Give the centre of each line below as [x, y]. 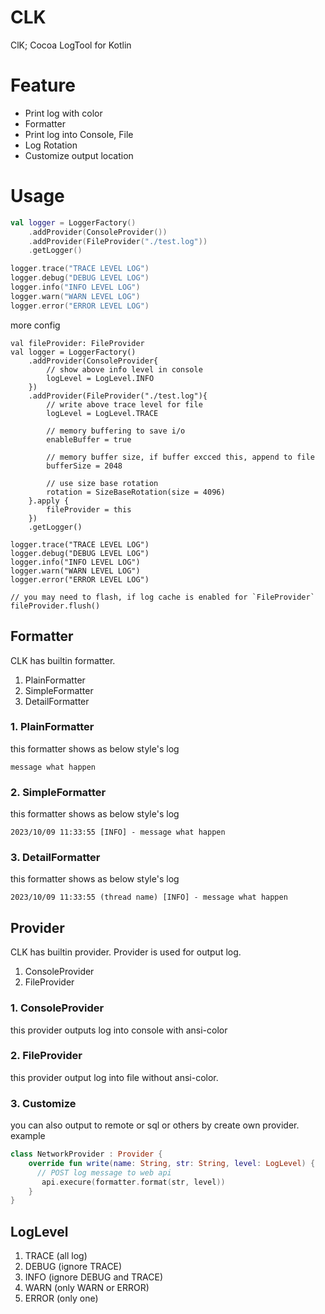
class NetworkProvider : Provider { [86, 1154]
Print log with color [63, 113]
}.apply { [49, 501]
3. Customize [43, 1103]
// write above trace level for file [124, 404]
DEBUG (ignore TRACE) [73, 1267]
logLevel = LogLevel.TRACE [102, 413]
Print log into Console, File [79, 134]
